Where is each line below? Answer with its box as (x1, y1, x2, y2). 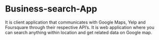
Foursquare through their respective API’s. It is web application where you (5, 24, 155, 30)
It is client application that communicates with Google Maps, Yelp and (5, 19, 146, 25)
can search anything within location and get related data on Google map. (5, 29, 152, 35)
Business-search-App (5, 3, 97, 14)
